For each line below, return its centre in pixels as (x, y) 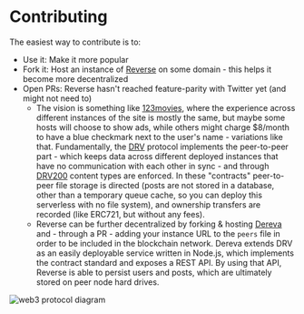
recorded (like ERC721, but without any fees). (121, 214)
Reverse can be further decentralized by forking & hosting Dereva (159, 224)
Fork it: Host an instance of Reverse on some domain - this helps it (147, 69)
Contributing (59, 17)
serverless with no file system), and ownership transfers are (148, 204)
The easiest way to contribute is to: (75, 42)
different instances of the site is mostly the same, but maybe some (161, 117)
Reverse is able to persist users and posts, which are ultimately (154, 272)
